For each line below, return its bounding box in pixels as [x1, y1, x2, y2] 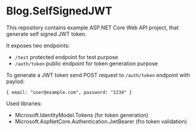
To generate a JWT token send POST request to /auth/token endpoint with [6, 71, 190, 78]
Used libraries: [6, 100, 42, 107]
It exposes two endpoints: [6, 42, 70, 49]
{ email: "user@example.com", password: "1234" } [6, 89, 133, 95]
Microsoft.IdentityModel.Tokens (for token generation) [14, 111, 149, 118]
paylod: [6, 78, 25, 85]
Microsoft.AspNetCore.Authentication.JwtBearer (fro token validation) [14, 118, 187, 125]
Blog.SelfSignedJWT [6, 4, 112, 18]
